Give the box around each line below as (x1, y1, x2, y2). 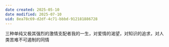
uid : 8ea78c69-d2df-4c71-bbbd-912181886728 (5, 16, 98, 21)
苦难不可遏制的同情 (9, 37, 49, 43)
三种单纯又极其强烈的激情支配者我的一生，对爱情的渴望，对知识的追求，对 (5, 31, 159, 37)
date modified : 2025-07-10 (5, 12, 62, 17)
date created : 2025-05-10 (5, 7, 59, 12)
